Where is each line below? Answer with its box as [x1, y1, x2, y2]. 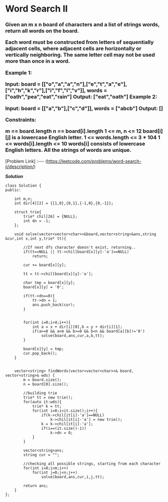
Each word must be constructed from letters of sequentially [5, 39, 154, 46]
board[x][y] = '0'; [23, 285, 64, 290]
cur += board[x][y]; [23, 262, 66, 267]
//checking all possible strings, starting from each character [23, 461, 161, 466]
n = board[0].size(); [23, 381, 69, 386]
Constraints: [5, 116, 37, 123]
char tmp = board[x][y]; [23, 280, 75, 285]
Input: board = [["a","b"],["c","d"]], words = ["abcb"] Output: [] [5, 104, 163, 111]
